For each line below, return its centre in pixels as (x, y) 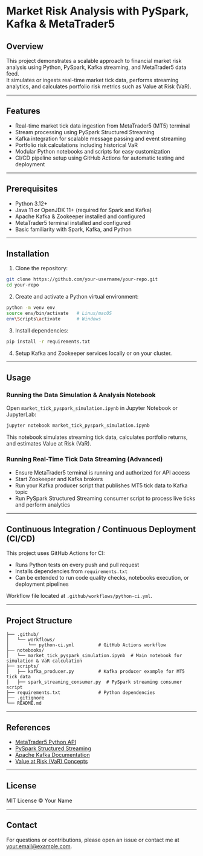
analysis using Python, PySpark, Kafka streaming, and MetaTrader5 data (96, 67)
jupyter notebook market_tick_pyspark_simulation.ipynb (78, 426)
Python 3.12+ (31, 203)
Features (23, 111)
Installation (28, 254)
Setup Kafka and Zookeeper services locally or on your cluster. (93, 353)
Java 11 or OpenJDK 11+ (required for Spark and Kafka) (83, 210)
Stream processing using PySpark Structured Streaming (85, 132)
